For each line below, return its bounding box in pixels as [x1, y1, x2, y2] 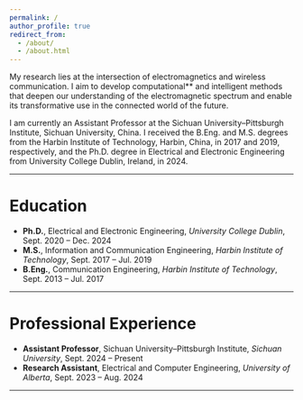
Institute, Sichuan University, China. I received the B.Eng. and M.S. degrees [9, 127, 289, 138]
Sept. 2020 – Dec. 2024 [22, 235, 112, 246]
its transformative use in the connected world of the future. [9, 100, 229, 111]
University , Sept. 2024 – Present [22, 353, 143, 363]
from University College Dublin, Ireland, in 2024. [9, 156, 188, 167]
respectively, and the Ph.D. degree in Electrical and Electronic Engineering [9, 146, 286, 158]
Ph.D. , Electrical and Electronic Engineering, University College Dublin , [22, 226, 286, 237]
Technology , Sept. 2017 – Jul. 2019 [22, 254, 152, 266]
